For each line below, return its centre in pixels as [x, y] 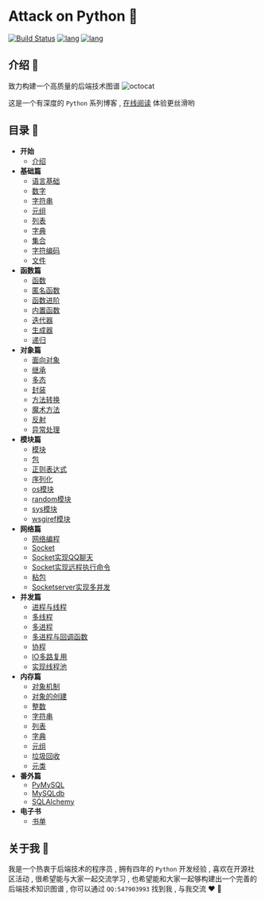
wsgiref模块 [51, 518]
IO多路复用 [49, 656]
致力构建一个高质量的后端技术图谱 [64, 86]
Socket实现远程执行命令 [71, 567]
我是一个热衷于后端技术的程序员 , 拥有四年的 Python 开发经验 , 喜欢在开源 [128, 869]
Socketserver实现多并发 [71, 587]
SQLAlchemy [53, 802]
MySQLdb [48, 793]
